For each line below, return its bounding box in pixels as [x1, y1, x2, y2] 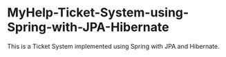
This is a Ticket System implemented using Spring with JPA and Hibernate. [7, 42, 220, 50]
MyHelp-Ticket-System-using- [7, 5, 189, 21]
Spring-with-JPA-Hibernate [7, 19, 169, 35]
